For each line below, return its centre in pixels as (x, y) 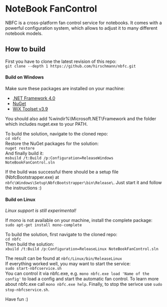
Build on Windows (25, 77)
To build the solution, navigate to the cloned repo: (57, 133)
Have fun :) (17, 299)
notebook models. (24, 33)
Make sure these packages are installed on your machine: (65, 88)
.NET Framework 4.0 (34, 98)
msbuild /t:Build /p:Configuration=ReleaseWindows (59, 158)
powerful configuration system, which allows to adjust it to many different (81, 28)
